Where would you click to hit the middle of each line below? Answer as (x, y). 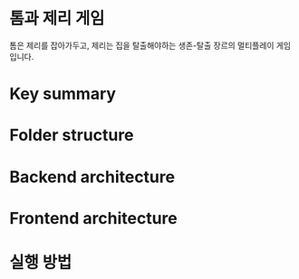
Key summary (63, 94)
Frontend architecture (94, 218)
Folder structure (72, 135)
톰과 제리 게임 (57, 19)
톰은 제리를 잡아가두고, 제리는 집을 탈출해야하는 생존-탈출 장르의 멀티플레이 (142, 45)
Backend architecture (92, 177)
